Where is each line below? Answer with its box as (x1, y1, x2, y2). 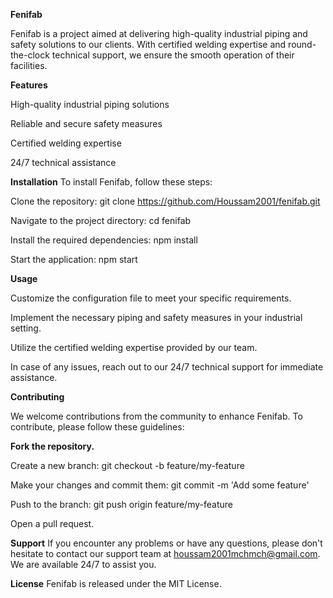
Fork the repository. (10, 440, 95, 452)
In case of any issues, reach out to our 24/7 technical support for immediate (10, 361, 324, 373)
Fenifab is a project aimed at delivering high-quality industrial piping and (10, 28, 308, 39)
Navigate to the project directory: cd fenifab (10, 215, 192, 226)
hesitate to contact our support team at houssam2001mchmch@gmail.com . (10, 548, 321, 559)
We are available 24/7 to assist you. (10, 559, 157, 570)
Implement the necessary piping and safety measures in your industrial (10, 312, 303, 323)
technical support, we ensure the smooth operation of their (51, 49, 295, 61)
